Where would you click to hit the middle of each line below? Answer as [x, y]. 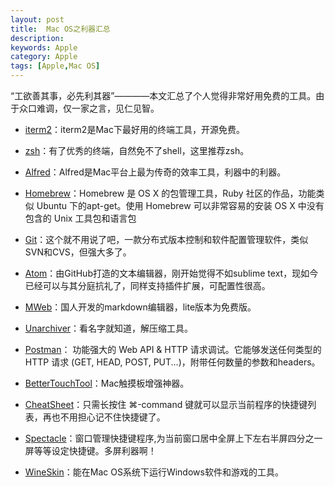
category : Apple [44, 57]
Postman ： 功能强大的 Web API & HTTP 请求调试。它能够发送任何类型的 [173, 349]
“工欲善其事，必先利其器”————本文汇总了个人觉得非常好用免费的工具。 [163, 95]
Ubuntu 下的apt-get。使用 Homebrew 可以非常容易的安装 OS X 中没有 [180, 205]
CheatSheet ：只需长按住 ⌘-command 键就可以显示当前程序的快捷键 [166, 404]
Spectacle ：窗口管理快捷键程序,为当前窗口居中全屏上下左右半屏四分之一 [173, 438]
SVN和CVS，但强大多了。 [78, 252]
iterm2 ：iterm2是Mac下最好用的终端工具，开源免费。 [134, 129]
